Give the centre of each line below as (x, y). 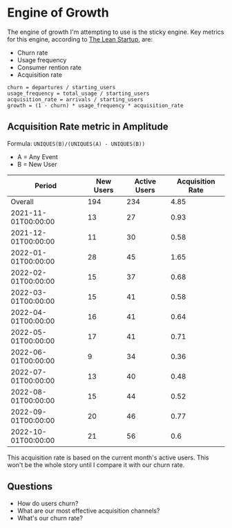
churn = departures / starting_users (61, 87)
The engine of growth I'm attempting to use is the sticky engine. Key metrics (116, 32)
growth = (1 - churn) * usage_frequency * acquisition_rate (96, 105)
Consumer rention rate (49, 67)
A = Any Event (38, 156)
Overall (22, 201)
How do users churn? (48, 503)
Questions (30, 487)
